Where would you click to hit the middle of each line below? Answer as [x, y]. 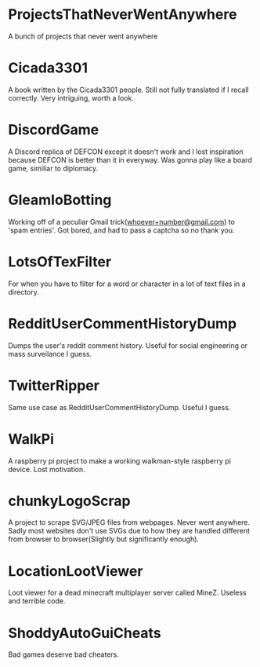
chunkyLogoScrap [69, 501]
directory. [23, 291]
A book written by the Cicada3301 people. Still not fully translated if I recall [128, 90]
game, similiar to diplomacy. [53, 168]
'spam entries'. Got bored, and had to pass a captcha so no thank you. [121, 230]
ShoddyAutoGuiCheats [85, 633]
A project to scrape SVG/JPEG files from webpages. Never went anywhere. [129, 522]
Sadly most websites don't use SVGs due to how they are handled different [129, 531]
